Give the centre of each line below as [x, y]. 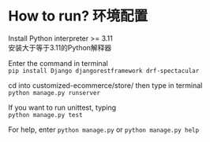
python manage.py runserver [54, 93]
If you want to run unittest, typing [62, 107]
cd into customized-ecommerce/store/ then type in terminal [105, 85]
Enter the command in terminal [58, 63]
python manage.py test [45, 115]
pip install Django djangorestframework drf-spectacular [104, 71]
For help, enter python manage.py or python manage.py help [104, 129]
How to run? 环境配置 [78, 16]
